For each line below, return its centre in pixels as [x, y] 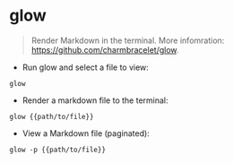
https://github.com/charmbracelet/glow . [105, 49]
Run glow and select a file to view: [86, 67]
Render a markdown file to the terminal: [95, 100]
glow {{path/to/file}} [52, 116]
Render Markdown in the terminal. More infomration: [128, 40]
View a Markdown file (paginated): [86, 133]
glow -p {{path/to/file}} [57, 150]
